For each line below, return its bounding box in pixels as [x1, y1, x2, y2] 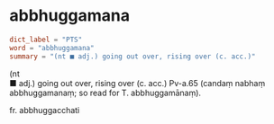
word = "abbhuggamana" [9, 43, 95, 52]
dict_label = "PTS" [9, 35, 83, 44]
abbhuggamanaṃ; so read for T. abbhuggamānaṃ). [9, 87, 201, 98]
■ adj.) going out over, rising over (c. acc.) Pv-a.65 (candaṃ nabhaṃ [9, 77, 266, 88]
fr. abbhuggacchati [9, 104, 80, 115]
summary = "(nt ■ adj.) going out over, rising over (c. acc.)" [9, 51, 256, 61]
